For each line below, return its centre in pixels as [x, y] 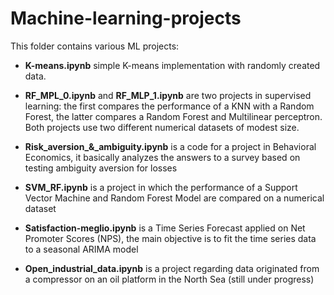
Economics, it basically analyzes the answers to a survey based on [162, 157]
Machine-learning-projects [126, 18]
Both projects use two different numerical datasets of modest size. [162, 127]
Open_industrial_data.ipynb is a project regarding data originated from [172, 268]
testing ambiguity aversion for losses [101, 168]
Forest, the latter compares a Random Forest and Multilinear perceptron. [173, 116]
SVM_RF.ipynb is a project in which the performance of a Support [161, 187]
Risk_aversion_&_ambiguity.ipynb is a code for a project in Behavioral [170, 146]
